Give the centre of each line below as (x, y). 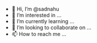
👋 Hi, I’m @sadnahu (36, 9)
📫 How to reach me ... (39, 34)
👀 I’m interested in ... (36, 15)
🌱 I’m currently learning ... (43, 21)
